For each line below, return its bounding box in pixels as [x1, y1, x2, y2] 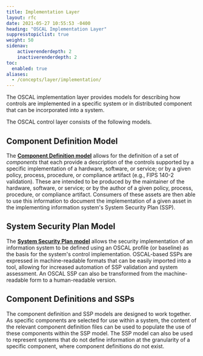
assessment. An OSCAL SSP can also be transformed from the [6, 270, 162, 277]
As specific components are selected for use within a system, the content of [6, 316, 197, 324]
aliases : [6, 71, 28, 77]
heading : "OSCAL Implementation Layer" [6, 26, 107, 32]
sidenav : [6, 43, 28, 49]
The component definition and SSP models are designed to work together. [6, 310, 191, 317]
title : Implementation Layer [6, 9, 80, 15]
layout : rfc [6, 15, 36, 21]
